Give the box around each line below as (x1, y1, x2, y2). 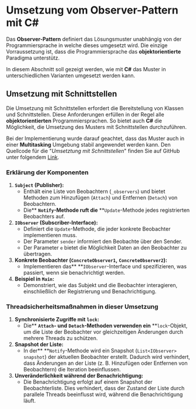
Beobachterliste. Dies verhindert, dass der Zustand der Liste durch (23, 385, 185, 392)
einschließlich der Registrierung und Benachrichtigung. (23, 288, 157, 295)
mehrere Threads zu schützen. (23, 335, 98, 342)
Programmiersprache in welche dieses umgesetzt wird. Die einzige (6, 42, 168, 49)
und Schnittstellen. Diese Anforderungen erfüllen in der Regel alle (6, 111, 164, 118)
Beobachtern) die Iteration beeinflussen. (23, 366, 121, 373)
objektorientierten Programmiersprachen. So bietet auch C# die (6, 117, 163, 124)
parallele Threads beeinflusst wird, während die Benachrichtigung (23, 391, 183, 398)
